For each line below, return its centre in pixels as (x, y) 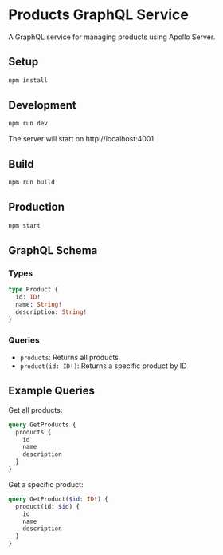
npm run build (32, 182)
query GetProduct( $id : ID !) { (59, 499)
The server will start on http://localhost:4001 (81, 139)
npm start (25, 225)
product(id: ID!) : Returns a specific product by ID (103, 366)
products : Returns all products (69, 358)
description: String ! (51, 312)
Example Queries (52, 391)
